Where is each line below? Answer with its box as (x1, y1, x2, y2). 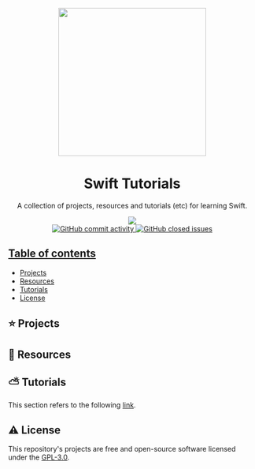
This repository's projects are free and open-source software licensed (8, 445, 236, 454)
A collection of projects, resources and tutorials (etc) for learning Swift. (17, 201, 248, 210)
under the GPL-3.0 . (8, 452, 70, 462)
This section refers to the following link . (8, 400, 136, 410)
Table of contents (8, 247, 96, 261)
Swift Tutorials (83, 174, 181, 193)
